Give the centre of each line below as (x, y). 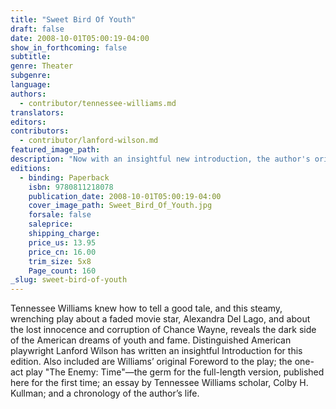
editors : (28, 122)
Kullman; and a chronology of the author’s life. (105, 393)
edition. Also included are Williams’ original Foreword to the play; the (151, 362)
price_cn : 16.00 (62, 252)
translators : (37, 112)
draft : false (37, 29)
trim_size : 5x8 (60, 261)
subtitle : (31, 57)
